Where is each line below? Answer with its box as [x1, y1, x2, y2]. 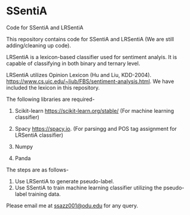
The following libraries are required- [6, 96, 95, 103]
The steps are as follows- [6, 166, 69, 173]
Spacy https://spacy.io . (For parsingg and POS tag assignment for [14, 125, 177, 132]
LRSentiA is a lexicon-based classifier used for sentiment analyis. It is [6, 53, 177, 60]
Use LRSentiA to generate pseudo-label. [14, 177, 115, 185]
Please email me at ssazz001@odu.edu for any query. [6, 202, 139, 209]
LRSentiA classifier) [14, 131, 64, 139]
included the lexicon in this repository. [6, 84, 100, 91]
